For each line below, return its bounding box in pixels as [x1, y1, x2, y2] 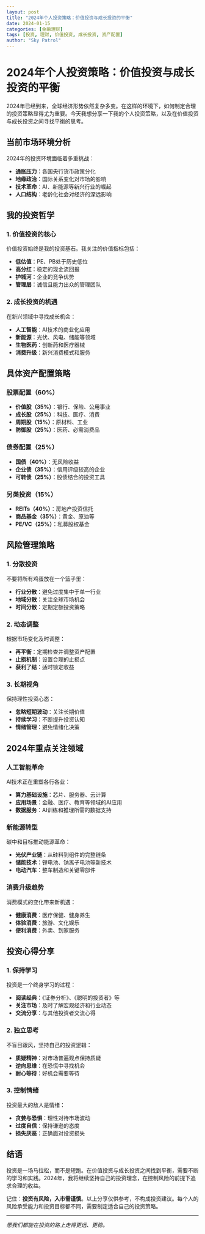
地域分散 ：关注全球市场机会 [15, 596, 85, 603]
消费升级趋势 [6, 883, 45, 892]
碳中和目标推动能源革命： [6, 838, 71, 846]
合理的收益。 [11, 1181, 44, 1189]
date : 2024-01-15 [6, 20, 51, 26]
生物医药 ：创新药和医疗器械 [15, 341, 85, 349]
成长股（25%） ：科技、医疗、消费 [15, 411, 100, 418]
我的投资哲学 [6, 210, 55, 221]
